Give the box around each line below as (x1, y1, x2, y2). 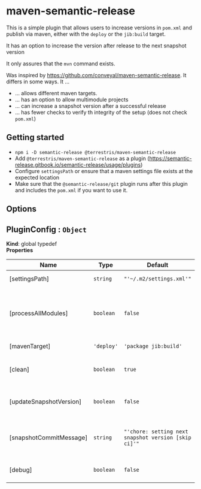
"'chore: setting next (123, 428, 188, 435)
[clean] (9, 365, 30, 373)
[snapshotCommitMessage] (9, 433, 88, 442)
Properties (6, 246, 33, 253)
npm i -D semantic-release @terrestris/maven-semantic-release (14, 149, 176, 155)
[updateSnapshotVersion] (9, 397, 82, 406)
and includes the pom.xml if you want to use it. (14, 186, 128, 194)
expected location (14, 174, 60, 181)
